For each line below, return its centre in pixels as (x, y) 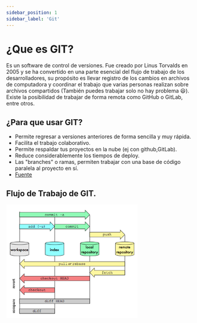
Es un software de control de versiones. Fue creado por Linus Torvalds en (97, 66)
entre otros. (20, 104)
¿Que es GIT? (40, 49)
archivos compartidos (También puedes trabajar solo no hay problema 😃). (98, 91)
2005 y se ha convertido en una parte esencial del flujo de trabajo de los (96, 72)
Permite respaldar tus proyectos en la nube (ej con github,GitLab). (96, 150)
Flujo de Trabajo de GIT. (51, 193)
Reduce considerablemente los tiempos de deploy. (77, 156)
